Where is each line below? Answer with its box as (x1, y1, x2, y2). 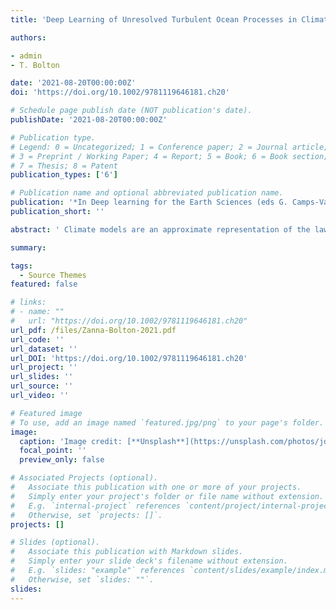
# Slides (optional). (10, 537, 101, 548)
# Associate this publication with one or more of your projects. (10, 482, 302, 492)
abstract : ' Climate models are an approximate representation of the (10, 224, 311, 235)
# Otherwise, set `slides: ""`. (10, 574, 155, 585)
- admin (10, 51, 43, 61)
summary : (10, 242, 47, 253)
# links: (10, 297, 47, 308)
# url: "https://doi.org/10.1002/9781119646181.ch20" (10, 316, 248, 326)
